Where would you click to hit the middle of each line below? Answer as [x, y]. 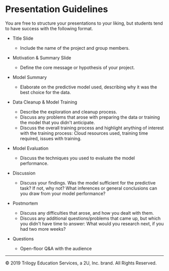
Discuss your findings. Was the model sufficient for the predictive [88, 183]
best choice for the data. [46, 92]
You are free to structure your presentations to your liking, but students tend [84, 23]
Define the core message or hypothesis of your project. [77, 67]
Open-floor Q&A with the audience [56, 248]
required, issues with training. [51, 138]
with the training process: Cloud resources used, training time [84, 133]
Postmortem [25, 203]
